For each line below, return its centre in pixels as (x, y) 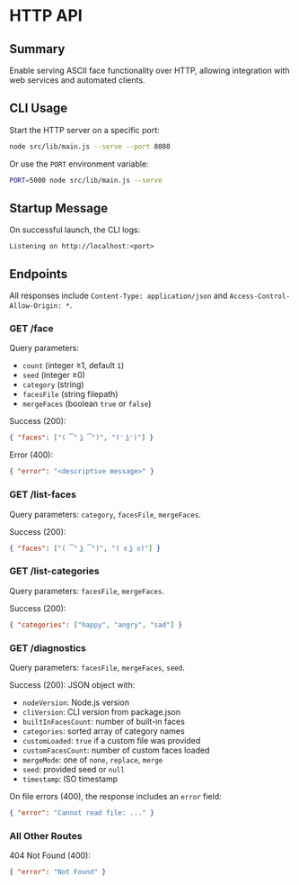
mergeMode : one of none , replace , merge (92, 759)
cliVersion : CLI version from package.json (101, 711)
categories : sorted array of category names (104, 731)
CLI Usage (39, 108)
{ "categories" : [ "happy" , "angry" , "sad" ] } (96, 625)
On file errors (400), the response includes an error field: (115, 796)
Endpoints (39, 274)
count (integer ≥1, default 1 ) (73, 366)
